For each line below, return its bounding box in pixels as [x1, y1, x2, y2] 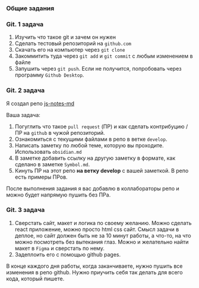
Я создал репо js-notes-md [6, 100, 75, 107]
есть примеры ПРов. [14, 173, 68, 181]
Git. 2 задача [6, 86, 45, 94]
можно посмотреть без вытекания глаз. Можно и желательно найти [14, 238, 189, 245]
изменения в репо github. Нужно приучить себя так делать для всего [6, 268, 183, 276]
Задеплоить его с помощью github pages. [14, 251, 121, 258]
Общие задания [6, 4, 55, 12]
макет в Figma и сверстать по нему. [14, 245, 105, 252]
